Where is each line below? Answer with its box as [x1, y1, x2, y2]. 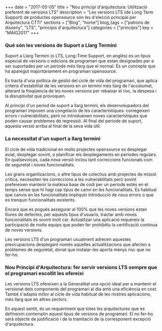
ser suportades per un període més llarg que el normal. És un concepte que [5, 63, 156, 69]
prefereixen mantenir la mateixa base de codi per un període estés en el [5, 181, 148, 187]
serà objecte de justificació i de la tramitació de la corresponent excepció [5, 316, 151, 322]
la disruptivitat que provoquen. [5, 93, 66, 99]
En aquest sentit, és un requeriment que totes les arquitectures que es [5, 305, 145, 312]
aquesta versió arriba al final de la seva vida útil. [5, 123, 101, 129]
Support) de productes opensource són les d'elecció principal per [5, 15, 136, 20]
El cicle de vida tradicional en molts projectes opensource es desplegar [5, 146, 147, 152]
